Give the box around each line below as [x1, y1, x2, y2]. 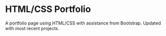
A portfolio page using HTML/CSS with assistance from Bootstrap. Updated [5, 20, 161, 26]
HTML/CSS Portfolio [5, 3, 91, 15]
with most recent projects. [5, 25, 59, 31]
